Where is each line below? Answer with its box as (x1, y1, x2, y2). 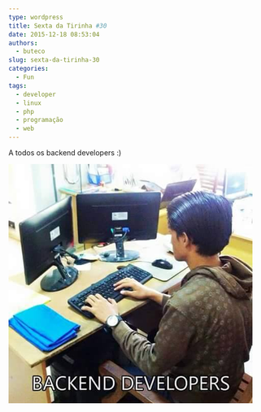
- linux (15, 98, 42, 107)
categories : (8, 65, 49, 73)
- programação (15, 116, 63, 124)
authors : (8, 39, 38, 47)
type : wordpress (8, 13, 63, 21)
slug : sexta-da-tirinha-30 (8, 56, 100, 64)
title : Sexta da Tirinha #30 (8, 21, 107, 30)
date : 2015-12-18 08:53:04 (8, 30, 100, 38)
